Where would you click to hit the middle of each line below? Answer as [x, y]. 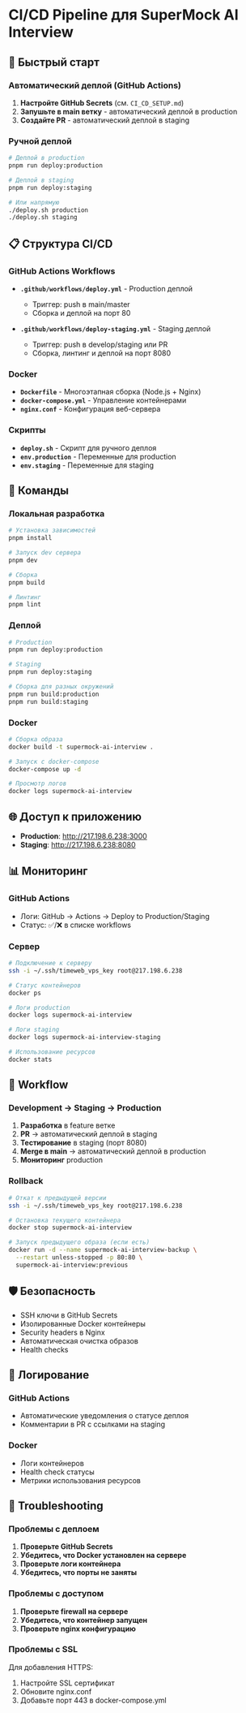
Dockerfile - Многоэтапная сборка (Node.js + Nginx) [110, 392]
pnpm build [27, 582]
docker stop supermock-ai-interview [70, 1228]
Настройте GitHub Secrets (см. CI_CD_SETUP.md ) [102, 102]
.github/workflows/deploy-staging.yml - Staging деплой [115, 328]
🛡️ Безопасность [52, 1291]
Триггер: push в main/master [81, 304]
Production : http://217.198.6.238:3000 [83, 836]
